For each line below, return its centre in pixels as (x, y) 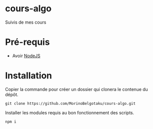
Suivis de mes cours (26, 22)
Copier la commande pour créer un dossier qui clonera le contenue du (76, 89)
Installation (29, 76)
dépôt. (12, 95)
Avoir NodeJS (26, 56)
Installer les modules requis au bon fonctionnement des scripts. (70, 113)
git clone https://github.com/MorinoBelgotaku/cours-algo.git (70, 103)
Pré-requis (28, 42)
